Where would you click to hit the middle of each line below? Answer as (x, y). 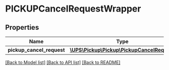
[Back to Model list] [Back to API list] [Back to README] (63, 62)
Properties (22, 27)
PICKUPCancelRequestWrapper (73, 9)
